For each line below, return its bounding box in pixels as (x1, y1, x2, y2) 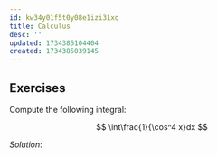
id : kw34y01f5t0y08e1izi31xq (9, 13, 119, 23)
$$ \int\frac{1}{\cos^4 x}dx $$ (96, 121, 208, 132)
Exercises (9, 80, 66, 96)
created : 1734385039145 (9, 47, 99, 56)
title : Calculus (9, 22, 71, 31)
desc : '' (9, 30, 42, 39)
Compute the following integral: (9, 104, 127, 115)
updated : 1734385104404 (9, 38, 99, 48)
